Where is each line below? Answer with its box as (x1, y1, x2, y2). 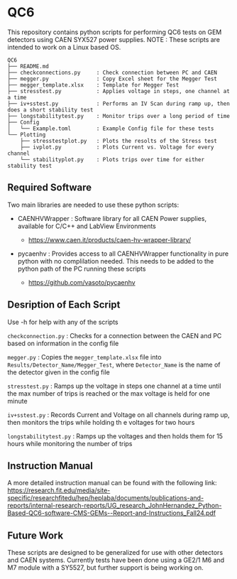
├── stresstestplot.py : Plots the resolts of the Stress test (20, 137, 218, 144)
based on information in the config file (7, 339, 119, 347)
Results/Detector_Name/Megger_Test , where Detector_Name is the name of (7, 360, 221, 369)
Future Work (7, 529, 64, 541)
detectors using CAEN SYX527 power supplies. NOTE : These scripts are (7, 35, 221, 43)
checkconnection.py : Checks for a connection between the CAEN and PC (7, 331, 222, 340)
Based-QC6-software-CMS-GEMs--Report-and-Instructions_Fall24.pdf (7, 509, 216, 517)
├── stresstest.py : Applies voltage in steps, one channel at (7, 87, 231, 94)
